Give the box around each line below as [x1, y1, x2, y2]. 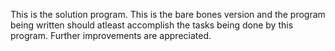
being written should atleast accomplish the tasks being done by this [10, 19, 294, 31]
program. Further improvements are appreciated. [10, 30, 212, 41]
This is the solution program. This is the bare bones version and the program [10, 9, 326, 20]
